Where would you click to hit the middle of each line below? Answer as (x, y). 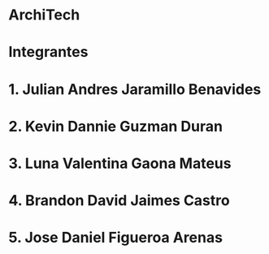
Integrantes (48, 52)
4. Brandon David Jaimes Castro (119, 201)
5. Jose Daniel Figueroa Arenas (116, 238)
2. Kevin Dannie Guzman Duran (116, 126)
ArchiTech (44, 15)
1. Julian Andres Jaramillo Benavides (135, 89)
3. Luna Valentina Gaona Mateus (120, 163)
